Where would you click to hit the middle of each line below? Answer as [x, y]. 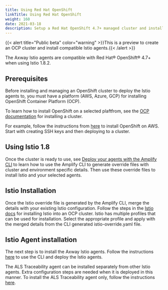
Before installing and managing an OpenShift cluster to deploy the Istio [78, 90]
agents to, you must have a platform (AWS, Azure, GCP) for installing [76, 96]
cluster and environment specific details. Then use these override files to [80, 169]
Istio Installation [31, 191]
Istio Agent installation [41, 240]
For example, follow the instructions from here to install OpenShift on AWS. [82, 126]
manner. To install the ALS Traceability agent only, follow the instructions [80, 277]
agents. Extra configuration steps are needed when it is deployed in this [79, 272]
